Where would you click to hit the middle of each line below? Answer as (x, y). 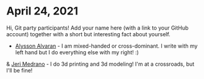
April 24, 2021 (42, 11)
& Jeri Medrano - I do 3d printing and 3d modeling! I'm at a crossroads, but (100, 64)
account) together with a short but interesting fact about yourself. (88, 34)
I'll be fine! (19, 70)
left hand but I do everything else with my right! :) (77, 52)
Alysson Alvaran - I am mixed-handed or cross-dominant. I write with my (106, 46)
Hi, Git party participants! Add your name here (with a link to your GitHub (97, 28)
